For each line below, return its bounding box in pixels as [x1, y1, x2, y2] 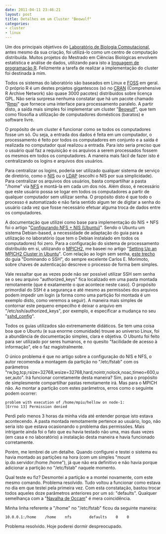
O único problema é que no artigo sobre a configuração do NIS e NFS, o [5, 354, 152, 359]
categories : [5, 21, 30, 26]
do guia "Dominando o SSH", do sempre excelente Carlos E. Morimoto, [5, 256, 149, 262]
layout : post [5, 12, 32, 17]
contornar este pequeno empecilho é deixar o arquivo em [5, 303, 123, 308]
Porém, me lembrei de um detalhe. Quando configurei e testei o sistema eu [5, 449, 158, 455]
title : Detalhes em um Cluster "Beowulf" [5, 16, 92, 21]
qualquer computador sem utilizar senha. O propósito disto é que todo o [5, 194, 152, 200]
